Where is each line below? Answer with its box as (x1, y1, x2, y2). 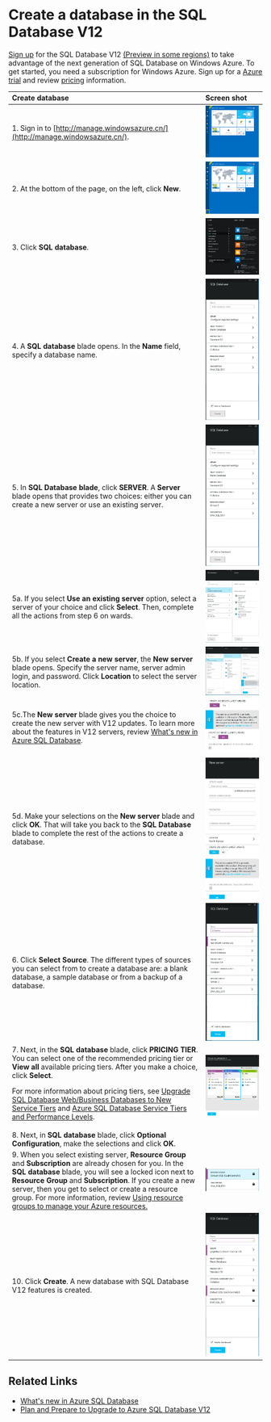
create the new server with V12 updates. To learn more (11, 718, 195, 728)
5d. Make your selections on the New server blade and (11, 812, 195, 821)
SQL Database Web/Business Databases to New (11, 1094, 172, 1104)
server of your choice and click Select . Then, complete (11, 602, 194, 612)
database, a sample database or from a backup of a (11, 972, 183, 982)
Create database (11, 93, 69, 103)
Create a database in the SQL (8, 6, 207, 24)
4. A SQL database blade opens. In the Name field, (11, 341, 181, 350)
